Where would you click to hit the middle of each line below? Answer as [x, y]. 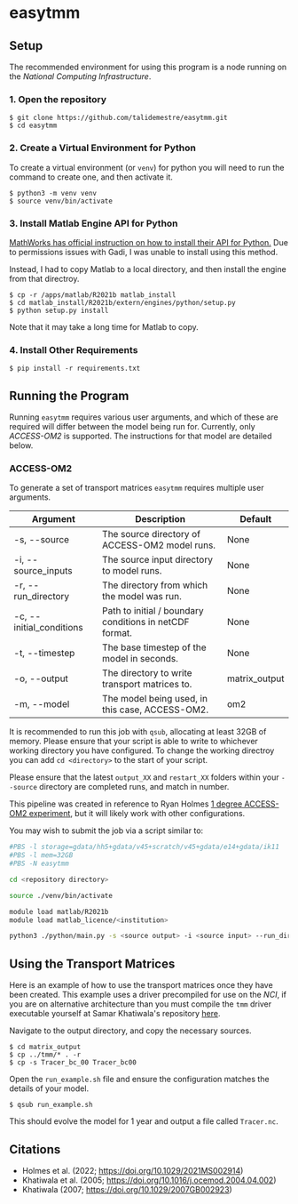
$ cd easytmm [33, 126]
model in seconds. [140, 659]
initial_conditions [48, 628]
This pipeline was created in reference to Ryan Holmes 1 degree [126, 804]
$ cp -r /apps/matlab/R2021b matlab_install [93, 295]
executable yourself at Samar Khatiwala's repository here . [115, 1014]
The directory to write [147, 673]
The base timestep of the [154, 647]
